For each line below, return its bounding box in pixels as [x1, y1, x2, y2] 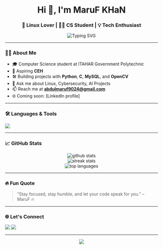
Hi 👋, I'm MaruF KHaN [37, 4, 126, 16]
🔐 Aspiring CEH [12, 68, 43, 74]
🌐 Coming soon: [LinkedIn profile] [12, 93, 80, 99]
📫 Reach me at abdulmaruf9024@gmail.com [12, 86, 106, 92]
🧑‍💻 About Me [5, 50, 36, 57]
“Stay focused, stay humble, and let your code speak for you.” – [16, 191, 145, 197]
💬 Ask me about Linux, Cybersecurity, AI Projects [12, 80, 111, 86]
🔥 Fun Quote [5, 180, 35, 187]
